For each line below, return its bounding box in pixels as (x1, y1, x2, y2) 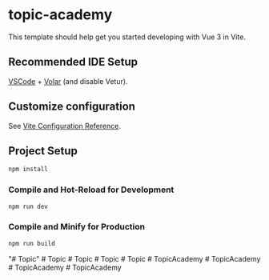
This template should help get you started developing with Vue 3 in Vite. (8, 32, 247, 42)
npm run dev (8, 202, 48, 210)
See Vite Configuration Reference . (8, 121, 122, 130)
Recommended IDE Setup (8, 55, 139, 69)
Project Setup (8, 144, 78, 158)
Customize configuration (8, 100, 136, 114)
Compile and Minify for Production (8, 222, 146, 233)
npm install (8, 166, 48, 174)
